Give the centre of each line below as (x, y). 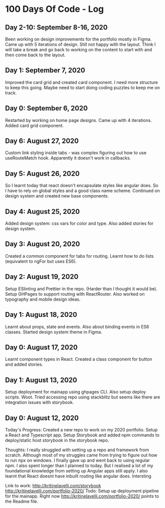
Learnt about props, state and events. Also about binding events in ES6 (77, 326)
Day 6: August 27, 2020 (42, 141)
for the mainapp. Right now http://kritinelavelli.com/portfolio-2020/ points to (82, 496)
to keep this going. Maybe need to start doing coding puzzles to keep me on (82, 87)
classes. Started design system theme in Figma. (54, 332)
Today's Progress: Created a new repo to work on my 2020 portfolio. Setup (82, 430)
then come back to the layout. (35, 55)
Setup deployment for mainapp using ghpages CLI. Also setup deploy (76, 392)
